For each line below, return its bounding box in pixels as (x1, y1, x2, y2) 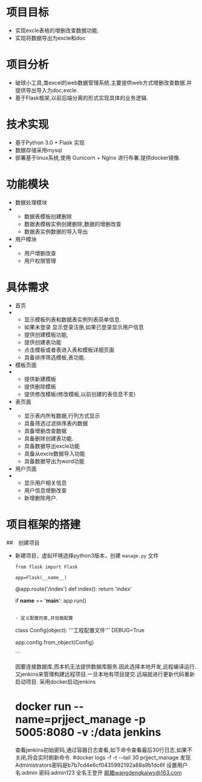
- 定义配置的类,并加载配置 (15, 615, 74, 621)
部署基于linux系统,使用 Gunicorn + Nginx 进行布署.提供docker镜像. (15, 154, 181, 161)
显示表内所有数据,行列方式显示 (24, 412, 100, 419)
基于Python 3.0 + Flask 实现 (15, 139, 85, 146)
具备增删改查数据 (24, 427, 67, 434)
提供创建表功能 (24, 338, 62, 346)
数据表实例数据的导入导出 (24, 228, 88, 235)
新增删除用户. (24, 494, 58, 501)
